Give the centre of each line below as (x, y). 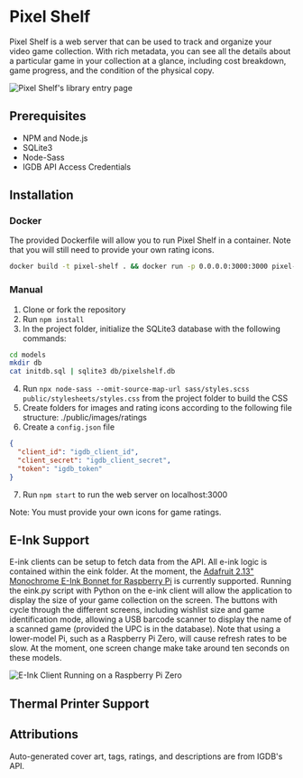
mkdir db (26, 363)
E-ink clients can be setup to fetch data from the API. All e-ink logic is (138, 562)
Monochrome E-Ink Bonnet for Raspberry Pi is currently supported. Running (150, 581)
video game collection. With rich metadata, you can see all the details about (150, 51)
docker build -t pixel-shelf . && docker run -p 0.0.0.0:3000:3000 (139, 267)
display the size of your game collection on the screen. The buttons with (143, 600)
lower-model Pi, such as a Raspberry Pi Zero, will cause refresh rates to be (148, 639)
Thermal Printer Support (79, 704)
